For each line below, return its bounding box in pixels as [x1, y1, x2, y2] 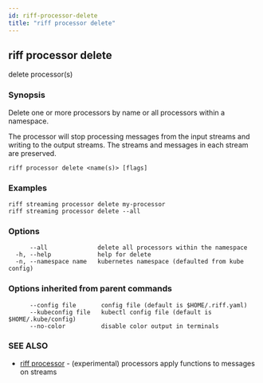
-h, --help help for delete [15, 251, 151, 259]
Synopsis [8, 89, 45, 100]
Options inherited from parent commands [8, 283, 173, 295]
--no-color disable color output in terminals [29, 322, 219, 330]
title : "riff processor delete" [8, 19, 116, 27]
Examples [8, 182, 48, 193]
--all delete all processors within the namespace [29, 244, 248, 252]
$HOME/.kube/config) [8, 315, 77, 323]
